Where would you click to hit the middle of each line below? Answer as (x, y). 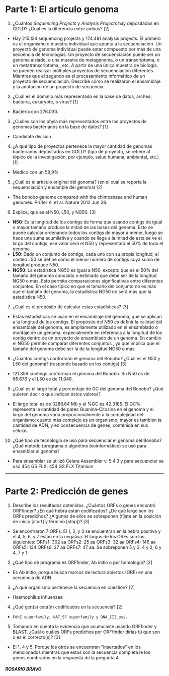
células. (21, 430)
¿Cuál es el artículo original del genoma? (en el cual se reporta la (79, 182)
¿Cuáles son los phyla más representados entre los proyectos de (79, 121)
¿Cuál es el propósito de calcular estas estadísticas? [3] (70, 307)
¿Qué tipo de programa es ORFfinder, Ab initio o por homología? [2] (82, 562)
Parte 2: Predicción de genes (67, 492)
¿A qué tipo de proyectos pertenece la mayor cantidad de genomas (82, 146)
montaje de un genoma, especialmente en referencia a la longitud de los (87, 332)
